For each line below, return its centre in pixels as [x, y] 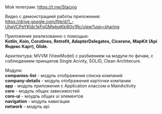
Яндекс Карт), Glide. [27, 46]
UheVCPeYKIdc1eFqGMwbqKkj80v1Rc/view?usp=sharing [62, 27]
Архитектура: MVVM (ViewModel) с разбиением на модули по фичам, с [79, 56]
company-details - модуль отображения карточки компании [68, 81]
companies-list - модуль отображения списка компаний [64, 75]
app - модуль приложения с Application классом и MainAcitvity [71, 86]
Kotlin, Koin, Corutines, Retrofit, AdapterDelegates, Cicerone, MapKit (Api [81, 41]
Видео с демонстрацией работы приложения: [53, 16]
